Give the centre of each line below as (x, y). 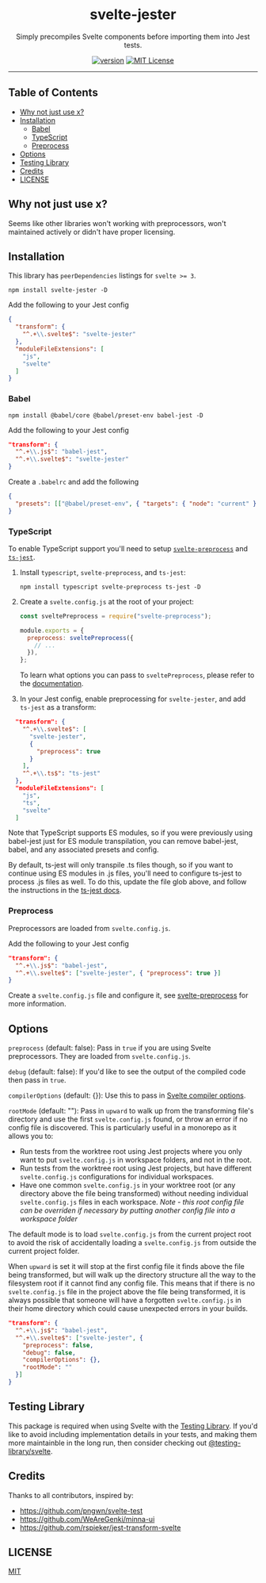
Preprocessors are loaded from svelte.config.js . (89, 928)
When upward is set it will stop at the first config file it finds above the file (127, 1267)
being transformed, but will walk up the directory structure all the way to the (132, 1275)
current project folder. (44, 1251)
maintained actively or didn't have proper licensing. (92, 232)
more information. (37, 1004)
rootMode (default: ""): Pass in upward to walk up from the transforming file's (131, 1111)
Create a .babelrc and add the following (74, 482)
